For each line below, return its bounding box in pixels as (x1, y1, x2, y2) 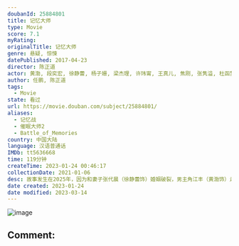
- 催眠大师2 (14, 122, 45, 130)
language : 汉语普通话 (7, 143, 66, 150)
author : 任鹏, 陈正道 (7, 76, 66, 84)
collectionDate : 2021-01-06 (7, 169, 91, 176)
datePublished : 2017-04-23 (7, 57, 87, 64)
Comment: (7, 229, 55, 241)
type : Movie (7, 23, 43, 31)
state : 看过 (7, 97, 41, 104)
